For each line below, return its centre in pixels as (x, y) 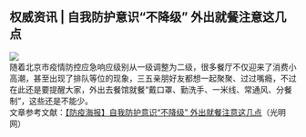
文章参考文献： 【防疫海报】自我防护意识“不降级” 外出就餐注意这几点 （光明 (148, 112)
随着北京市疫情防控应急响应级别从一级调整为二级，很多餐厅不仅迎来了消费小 (153, 66)
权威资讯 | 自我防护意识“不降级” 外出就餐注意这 (142, 17)
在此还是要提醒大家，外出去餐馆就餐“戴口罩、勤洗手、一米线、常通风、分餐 (151, 89)
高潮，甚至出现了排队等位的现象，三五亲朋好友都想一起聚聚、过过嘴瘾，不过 (153, 78)
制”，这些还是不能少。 (51, 101)
